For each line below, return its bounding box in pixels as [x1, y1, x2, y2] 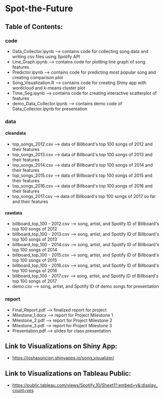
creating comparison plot [12, 74, 63, 80]
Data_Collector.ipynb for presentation [12, 106, 88, 112]
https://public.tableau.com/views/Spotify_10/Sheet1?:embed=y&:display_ [12, 382, 158, 388]
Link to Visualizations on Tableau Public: [5, 369, 131, 377]
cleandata [5, 130, 26, 136]
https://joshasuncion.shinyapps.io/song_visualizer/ [12, 355, 114, 361]
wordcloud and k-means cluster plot [12, 85, 86, 91]
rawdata [5, 210, 23, 216]
